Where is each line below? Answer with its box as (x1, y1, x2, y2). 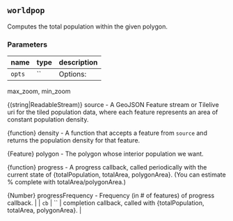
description (58, 58, 98, 67)
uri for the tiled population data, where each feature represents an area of (7, 108, 218, 117)
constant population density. (7, 115, 89, 124)
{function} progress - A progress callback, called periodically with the (7, 163, 207, 172)
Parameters (7, 40, 47, 49)
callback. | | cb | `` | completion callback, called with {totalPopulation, (7, 199, 204, 207)
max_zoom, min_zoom (7, 87, 71, 96)
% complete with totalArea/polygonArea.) (7, 178, 127, 186)
